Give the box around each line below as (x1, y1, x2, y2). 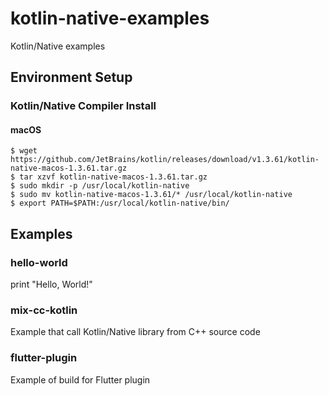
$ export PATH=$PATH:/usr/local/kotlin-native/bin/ (10, 198, 230, 209)
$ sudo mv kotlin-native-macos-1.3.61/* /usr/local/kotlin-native (10, 190, 293, 200)
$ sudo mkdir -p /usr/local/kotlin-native (10, 181, 190, 191)
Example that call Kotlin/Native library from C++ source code (10, 326, 261, 338)
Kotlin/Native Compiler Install (10, 99, 157, 113)
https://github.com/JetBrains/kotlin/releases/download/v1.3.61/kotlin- (10, 155, 320, 165)
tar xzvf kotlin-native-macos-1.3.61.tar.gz (19, 172, 208, 182)
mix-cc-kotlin (10, 303, 78, 317)
